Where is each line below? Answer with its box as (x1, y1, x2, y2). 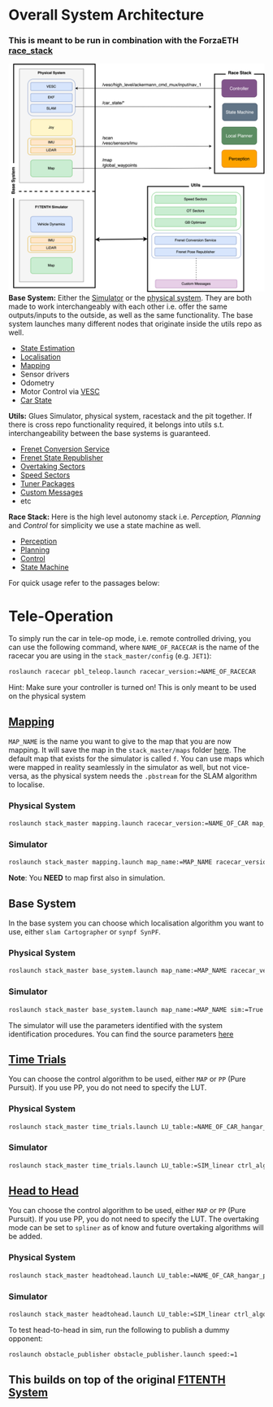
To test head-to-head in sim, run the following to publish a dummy (8, 1325, 230, 1334)
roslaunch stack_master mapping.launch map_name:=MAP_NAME (8, 858, 213, 867)
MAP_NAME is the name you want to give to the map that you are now (8, 736, 232, 746)
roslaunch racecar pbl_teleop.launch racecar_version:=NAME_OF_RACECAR (8, 668, 256, 676)
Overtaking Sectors (19, 462, 85, 472)
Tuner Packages (19, 479, 76, 489)
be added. (8, 1232, 43, 1242)
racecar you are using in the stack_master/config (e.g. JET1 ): (8, 651, 212, 661)
